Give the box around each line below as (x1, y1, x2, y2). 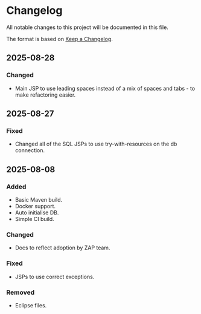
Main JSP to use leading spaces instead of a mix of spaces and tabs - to (14, 85, 195, 92)
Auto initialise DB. (14, 209, 59, 216)
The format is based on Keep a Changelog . (6, 35, 113, 42)
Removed (6, 288, 35, 296)
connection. (14, 147, 45, 154)
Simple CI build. (14, 216, 54, 222)
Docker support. (14, 203, 56, 210)
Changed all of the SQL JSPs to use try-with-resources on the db (14, 140, 177, 148)
